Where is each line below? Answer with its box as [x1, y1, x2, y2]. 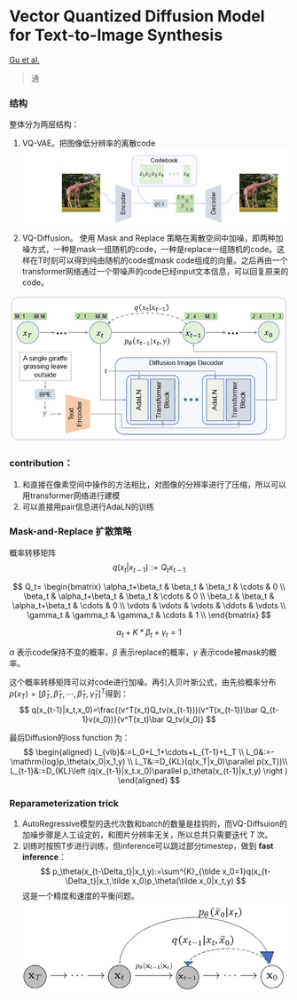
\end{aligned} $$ [117, 774, 181, 785]
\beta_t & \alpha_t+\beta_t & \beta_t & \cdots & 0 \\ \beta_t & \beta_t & [23, 591, 275, 601]
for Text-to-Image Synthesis [9, 25, 223, 45]
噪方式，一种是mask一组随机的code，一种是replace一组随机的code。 [21, 244, 277, 255]
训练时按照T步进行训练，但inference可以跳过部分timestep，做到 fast [21, 841, 274, 852]
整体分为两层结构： [9, 119, 80, 130]
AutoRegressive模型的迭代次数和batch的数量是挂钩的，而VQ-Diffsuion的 [21, 819, 288, 829]
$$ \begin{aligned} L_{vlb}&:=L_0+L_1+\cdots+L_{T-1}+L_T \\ [23, 746, 245, 757]
